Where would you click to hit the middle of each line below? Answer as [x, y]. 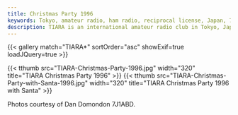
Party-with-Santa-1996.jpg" [48, 83]
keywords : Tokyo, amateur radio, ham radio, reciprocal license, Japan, [117, 20]
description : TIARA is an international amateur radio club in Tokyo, [114, 27]
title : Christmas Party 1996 [50, 14]
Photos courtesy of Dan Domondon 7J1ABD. [72, 104]
